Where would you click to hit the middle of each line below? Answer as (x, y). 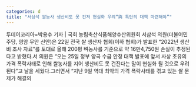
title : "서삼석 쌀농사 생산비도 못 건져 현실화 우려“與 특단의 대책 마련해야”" (89, 17)
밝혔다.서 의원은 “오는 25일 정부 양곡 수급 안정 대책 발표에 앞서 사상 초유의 (102, 56)
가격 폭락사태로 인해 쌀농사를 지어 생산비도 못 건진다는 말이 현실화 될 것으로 (92, 63)
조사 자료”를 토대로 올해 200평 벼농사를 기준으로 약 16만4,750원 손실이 (94, 49)
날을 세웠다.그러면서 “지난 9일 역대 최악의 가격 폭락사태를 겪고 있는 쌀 (104, 71)
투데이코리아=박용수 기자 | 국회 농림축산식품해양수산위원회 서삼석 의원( (87, 34)
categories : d (24, 11)
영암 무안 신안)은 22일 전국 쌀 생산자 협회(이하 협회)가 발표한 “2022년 (99, 41)
